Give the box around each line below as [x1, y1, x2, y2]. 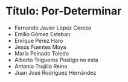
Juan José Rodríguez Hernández [14, 69, 97, 76]
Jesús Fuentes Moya [14, 43, 66, 51]
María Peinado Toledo [14, 49, 69, 57]
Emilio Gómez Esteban [14, 30, 71, 37]
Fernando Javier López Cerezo [14, 24, 92, 31]
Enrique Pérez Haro [14, 37, 63, 44]
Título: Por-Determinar [5, 4, 122, 18]
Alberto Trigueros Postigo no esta [14, 56, 98, 63]
